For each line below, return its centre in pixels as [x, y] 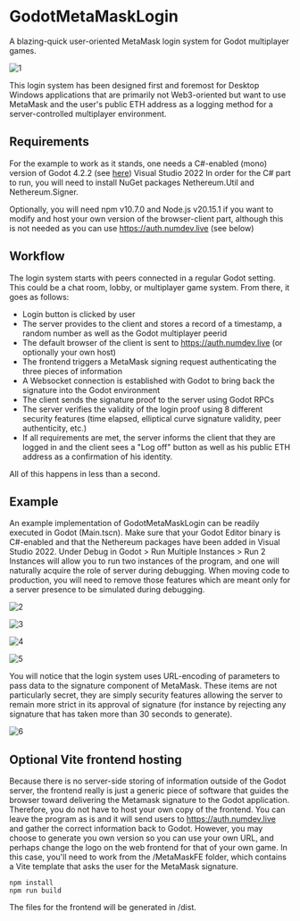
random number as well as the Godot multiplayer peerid [125, 333]
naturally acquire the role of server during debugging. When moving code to [150, 571]
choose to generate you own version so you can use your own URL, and [142, 838]
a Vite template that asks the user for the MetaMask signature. [124, 867]
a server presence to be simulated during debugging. [107, 590]
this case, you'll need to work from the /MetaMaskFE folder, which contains [148, 857]
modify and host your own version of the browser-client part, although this [146, 218]
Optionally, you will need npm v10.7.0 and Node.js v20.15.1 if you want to [142, 209]
